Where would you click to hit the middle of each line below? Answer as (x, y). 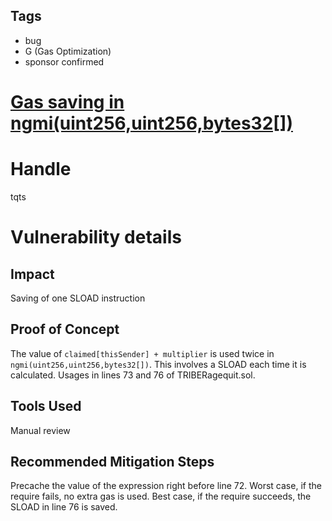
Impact (32, 274)
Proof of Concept (65, 329)
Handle (41, 169)
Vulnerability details (96, 237)
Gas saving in (67, 102)
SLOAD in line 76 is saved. (64, 507)
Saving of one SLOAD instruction (78, 298)
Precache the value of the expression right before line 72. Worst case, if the (166, 486)
